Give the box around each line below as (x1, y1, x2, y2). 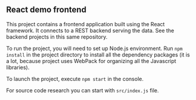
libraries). (6, 64, 30, 71)
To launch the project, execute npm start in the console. (6, 75, 144, 82)
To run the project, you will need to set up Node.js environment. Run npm (6, 45, 183, 52)
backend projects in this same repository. (6, 33, 108, 40)
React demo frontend (6, 5, 86, 15)
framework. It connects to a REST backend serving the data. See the (6, 27, 175, 34)
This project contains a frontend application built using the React (6, 20, 165, 27)
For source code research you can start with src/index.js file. (6, 86, 159, 94)
